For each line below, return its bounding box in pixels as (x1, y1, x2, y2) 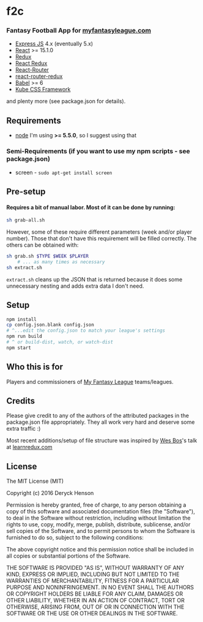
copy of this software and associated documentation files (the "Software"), (6, 508, 196, 515)
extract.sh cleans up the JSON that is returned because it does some (6, 275, 183, 283)
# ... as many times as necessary (17, 259, 105, 265)
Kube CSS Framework (15, 86, 71, 93)
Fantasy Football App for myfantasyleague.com (6, 26, 152, 35)
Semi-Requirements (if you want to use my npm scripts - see (6, 147, 191, 156)
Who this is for (6, 362, 63, 372)
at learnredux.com (6, 443, 53, 451)
